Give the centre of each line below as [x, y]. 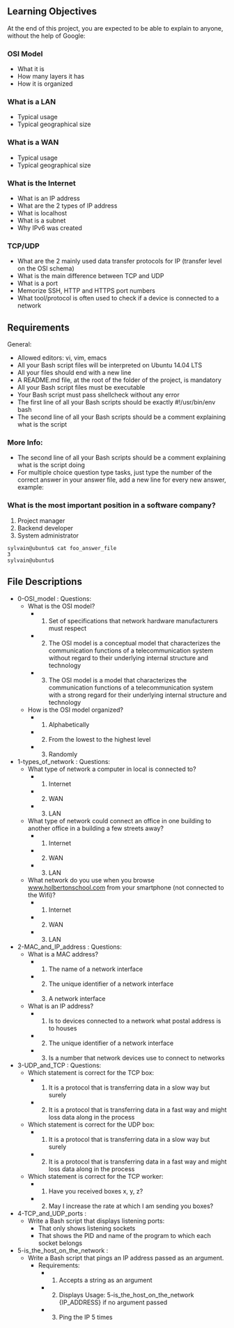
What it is [31, 69]
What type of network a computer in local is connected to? [112, 769]
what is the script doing [51, 465]
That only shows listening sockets [87, 1228]
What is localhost [42, 213]
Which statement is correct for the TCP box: [91, 1072]
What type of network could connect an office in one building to [119, 821]
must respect [68, 628]
